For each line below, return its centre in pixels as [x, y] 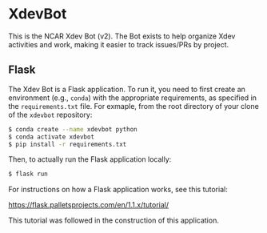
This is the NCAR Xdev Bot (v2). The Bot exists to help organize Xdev [122, 36]
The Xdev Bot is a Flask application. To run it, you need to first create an [127, 89]
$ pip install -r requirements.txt [68, 144]
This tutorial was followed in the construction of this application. [114, 220]
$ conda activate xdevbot [51, 137]
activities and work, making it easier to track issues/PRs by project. [119, 44]
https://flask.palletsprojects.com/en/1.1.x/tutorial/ [89, 205]
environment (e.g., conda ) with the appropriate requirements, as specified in [133, 98]
